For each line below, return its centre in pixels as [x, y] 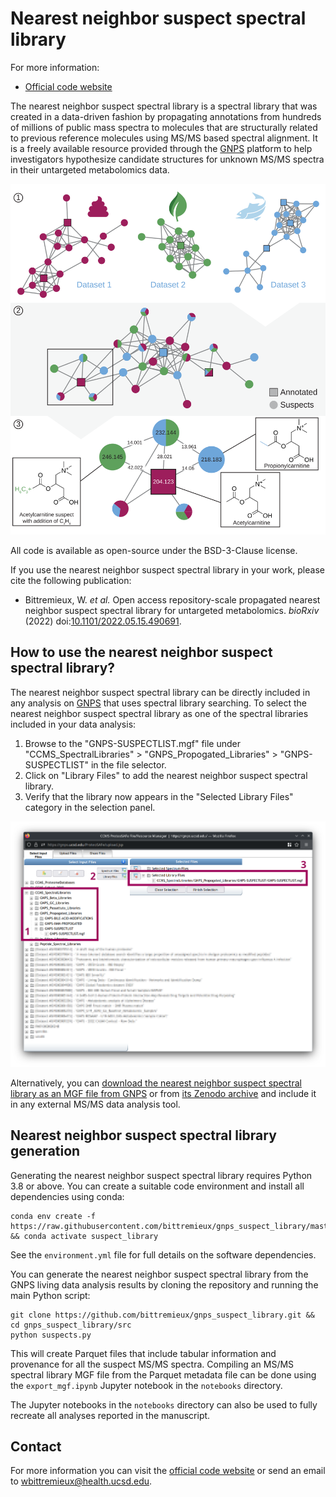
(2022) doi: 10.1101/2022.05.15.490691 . [103, 621]
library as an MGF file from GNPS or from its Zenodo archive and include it [163, 1093]
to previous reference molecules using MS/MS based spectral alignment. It [164, 138]
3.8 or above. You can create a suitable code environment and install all [157, 1186]
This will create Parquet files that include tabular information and [143, 1353]
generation [45, 1151]
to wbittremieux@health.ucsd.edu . [81, 1481]
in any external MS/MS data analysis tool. [95, 1104]
